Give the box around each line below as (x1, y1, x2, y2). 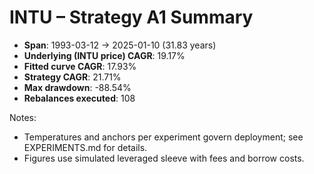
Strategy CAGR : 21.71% (23, 71, 122, 83)
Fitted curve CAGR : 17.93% (23, 60, 137, 72)
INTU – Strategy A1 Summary (9, 6, 254, 29)
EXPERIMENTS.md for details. (23, 141, 148, 153)
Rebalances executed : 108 (23, 92, 136, 104)
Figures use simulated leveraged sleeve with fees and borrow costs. (23, 152, 305, 164)
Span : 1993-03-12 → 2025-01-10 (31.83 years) (23, 39, 217, 51)
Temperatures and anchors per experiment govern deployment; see (23, 131, 304, 143)
